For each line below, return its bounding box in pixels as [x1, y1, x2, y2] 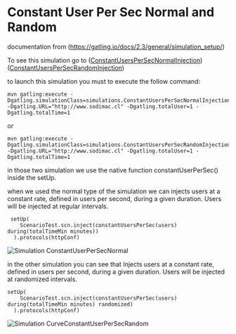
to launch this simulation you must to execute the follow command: [7, 77, 201, 85]
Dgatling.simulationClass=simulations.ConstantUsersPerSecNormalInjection [7, 96, 231, 104]
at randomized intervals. [7, 275, 77, 283]
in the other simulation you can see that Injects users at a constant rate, [7, 259, 214, 268]
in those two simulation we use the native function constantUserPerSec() [7, 166, 219, 174]
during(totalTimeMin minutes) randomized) [7, 300, 133, 308]
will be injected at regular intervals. [7, 202, 109, 210]
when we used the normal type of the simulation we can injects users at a [7, 187, 221, 195]
